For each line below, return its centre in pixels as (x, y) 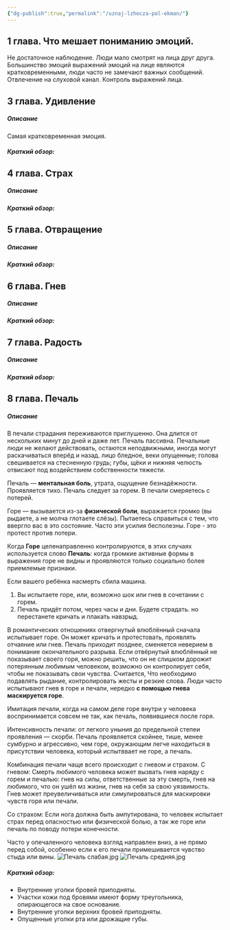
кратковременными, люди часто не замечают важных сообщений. (106, 72)
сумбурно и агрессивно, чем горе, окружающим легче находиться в (109, 744)
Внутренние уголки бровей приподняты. (77, 890)
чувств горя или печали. (43, 801)
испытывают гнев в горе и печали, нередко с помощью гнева (99, 688)
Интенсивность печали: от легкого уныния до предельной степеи (104, 730)
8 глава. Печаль (43, 399)
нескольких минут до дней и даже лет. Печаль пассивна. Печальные (109, 441)
